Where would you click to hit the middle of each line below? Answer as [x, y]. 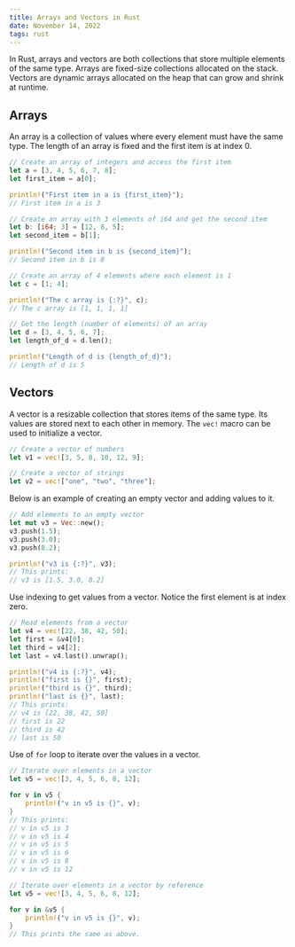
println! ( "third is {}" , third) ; [71, 688]
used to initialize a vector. [56, 433]
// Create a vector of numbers [67, 449]
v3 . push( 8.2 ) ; [35, 548]
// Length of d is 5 [47, 364]
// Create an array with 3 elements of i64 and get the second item [138, 219]
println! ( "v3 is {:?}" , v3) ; [63, 564]
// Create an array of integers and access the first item [120, 162]
